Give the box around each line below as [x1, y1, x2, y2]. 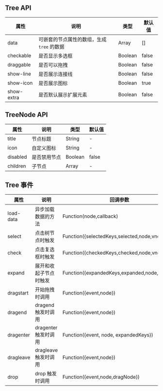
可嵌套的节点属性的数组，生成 [38, 36, 107, 43]
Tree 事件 [5, 181, 33, 189]
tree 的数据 [38, 43, 65, 50]
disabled [7, 153, 27, 160]
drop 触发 [34, 370, 57, 377]
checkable [7, 52, 32, 59]
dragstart [7, 290, 29, 297]
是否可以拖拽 [38, 61, 68, 68]
